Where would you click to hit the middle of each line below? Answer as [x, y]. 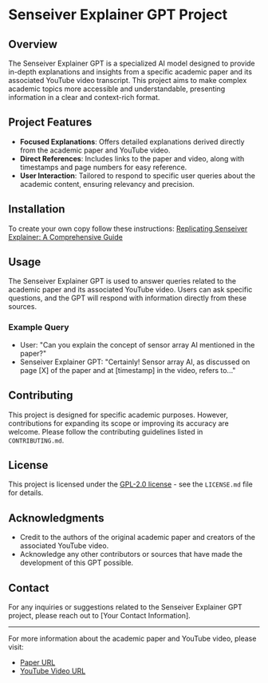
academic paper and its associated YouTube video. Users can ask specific [130, 290]
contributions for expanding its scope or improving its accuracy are [118, 423]
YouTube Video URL [53, 671]
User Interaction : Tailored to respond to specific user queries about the [137, 175]
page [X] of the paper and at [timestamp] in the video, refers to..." [128, 370]
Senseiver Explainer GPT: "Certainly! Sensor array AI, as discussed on [135, 362]
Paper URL [37, 662]
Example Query [39, 328]
